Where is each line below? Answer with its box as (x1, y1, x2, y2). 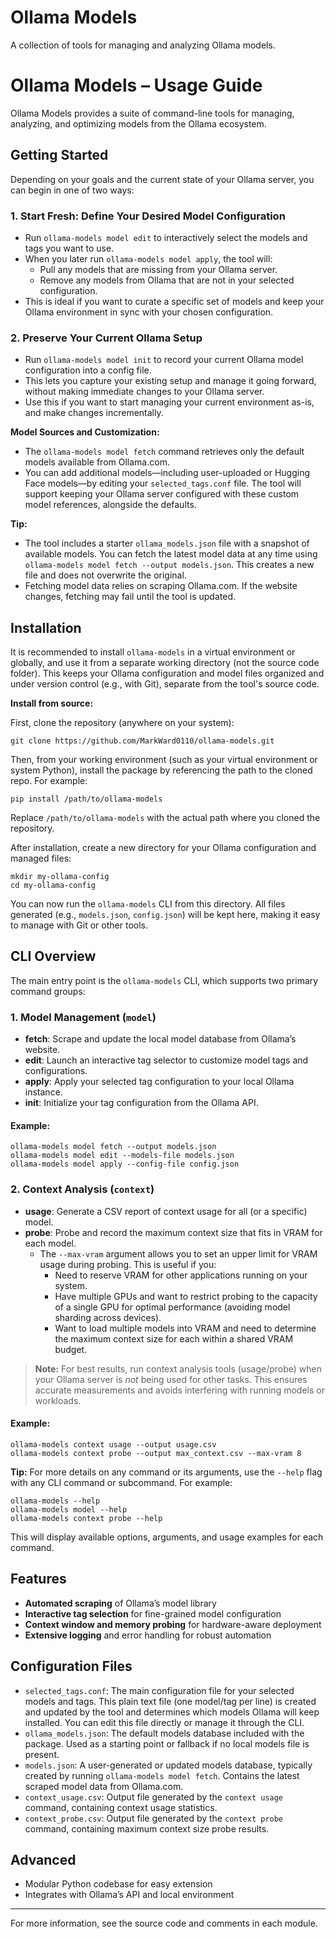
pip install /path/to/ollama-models (10, 794, 163, 805)
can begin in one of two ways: (10, 184, 135, 196)
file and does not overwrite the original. (24, 569, 187, 581)
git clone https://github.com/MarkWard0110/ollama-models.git (10, 736, 275, 746)
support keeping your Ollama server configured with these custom (24, 488, 300, 500)
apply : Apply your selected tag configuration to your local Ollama (24, 1076, 295, 1088)
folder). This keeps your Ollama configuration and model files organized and (10, 667, 325, 680)
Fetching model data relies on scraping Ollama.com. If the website (24, 580, 298, 592)
